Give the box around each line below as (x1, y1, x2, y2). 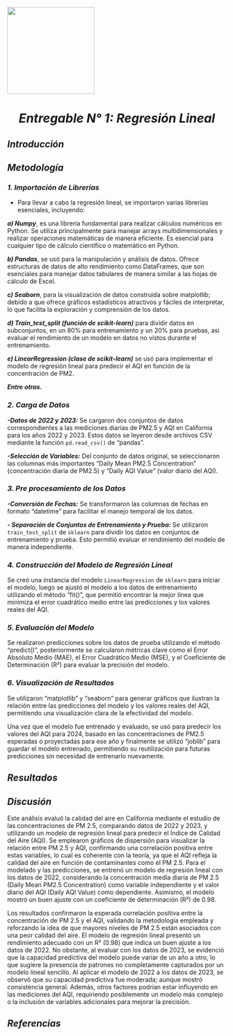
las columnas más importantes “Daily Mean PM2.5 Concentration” (7, 459, 197, 468)
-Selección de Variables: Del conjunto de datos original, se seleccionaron (7, 452, 220, 460)
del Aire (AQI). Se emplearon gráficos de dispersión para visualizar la (7, 836, 205, 845)
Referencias (7, 1018, 61, 1030)
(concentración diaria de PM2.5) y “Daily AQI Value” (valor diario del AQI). (7, 466, 218, 475)
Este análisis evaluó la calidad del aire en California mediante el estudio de (7, 814, 220, 822)
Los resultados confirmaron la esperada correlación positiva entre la (7, 909, 203, 917)
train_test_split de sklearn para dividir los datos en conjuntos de (7, 527, 200, 536)
